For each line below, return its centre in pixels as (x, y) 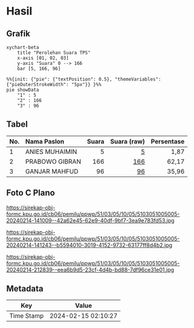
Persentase (168, 141)
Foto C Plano (31, 193)
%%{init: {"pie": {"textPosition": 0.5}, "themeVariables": (84, 79)
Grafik (18, 34)
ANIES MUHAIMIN (51, 152)
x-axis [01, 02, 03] (43, 58)
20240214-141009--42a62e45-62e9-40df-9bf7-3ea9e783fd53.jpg (90, 220)
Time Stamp (27, 316)
